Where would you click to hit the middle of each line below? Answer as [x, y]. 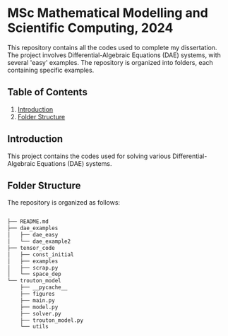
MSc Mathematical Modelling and [108, 13]
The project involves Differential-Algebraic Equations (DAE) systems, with [114, 55]
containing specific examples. [51, 70]
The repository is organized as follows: [64, 203]
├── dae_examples [33, 228]
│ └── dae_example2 [39, 241]
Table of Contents [48, 92]
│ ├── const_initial [41, 254]
